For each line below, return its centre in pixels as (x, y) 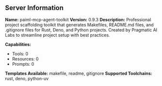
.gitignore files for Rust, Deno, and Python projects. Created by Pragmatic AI (81, 30)
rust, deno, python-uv (27, 78)
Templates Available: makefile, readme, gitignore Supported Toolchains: (79, 73)
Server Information (34, 8)
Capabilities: (18, 44)
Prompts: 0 (23, 64)
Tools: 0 (20, 54)
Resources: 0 (25, 59)
